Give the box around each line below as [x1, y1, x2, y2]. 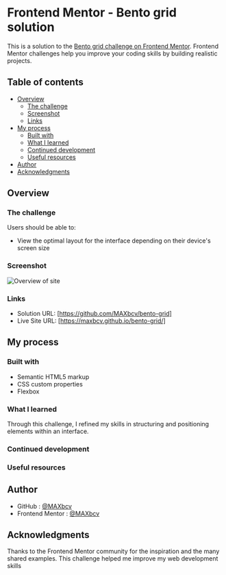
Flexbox [16, 387, 40, 395]
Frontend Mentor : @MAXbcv [16, 509, 100, 517]
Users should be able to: [7, 223, 77, 232]
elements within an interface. [7, 427, 89, 436]
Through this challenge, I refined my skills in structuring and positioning [7, 420, 210, 428]
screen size [16, 244, 50, 252]
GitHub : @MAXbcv [16, 502, 72, 510]
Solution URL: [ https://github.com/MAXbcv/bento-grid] [16, 310, 173, 318]
